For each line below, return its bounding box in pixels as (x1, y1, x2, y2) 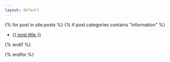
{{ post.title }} (12, 31, 41, 37)
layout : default (5, 7, 39, 13)
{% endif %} (5, 42, 31, 48)
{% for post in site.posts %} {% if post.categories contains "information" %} (5, 22, 165, 28)
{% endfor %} (5, 51, 34, 57)
